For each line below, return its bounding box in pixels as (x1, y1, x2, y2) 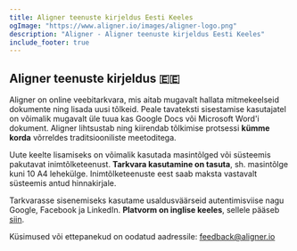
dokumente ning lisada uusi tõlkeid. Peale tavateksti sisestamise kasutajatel (9, 104, 287, 115)
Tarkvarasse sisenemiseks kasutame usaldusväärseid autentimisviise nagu (9, 195, 285, 206)
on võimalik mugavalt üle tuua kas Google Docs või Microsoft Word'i (9, 113, 260, 125)
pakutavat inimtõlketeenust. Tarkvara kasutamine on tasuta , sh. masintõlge (9, 159, 288, 170)
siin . (9, 215, 25, 225)
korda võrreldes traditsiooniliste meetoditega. (9, 133, 177, 143)
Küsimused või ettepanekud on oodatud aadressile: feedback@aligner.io (9, 231, 276, 242)
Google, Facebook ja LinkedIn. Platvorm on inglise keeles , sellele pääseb (9, 205, 280, 215)
